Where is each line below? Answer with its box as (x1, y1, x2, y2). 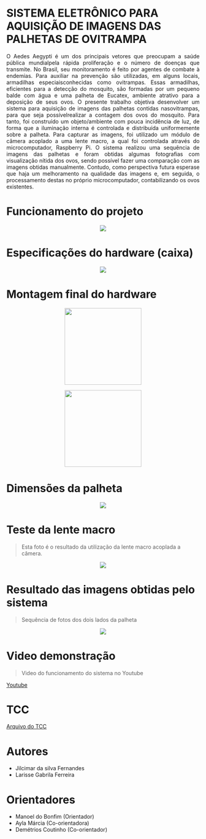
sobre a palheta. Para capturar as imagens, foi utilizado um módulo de (6, 131, 200, 138)
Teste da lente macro (6, 522, 115, 536)
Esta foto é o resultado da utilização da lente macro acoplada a (21, 543, 181, 551)
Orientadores (6, 792, 75, 806)
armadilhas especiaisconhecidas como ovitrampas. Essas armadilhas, (6, 79, 200, 86)
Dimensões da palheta (6, 481, 123, 495)
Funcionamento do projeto (6, 204, 144, 218)
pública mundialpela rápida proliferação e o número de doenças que (6, 59, 200, 66)
